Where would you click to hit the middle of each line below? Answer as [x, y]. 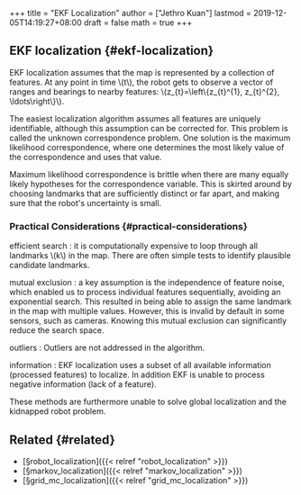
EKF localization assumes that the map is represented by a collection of [142, 72]
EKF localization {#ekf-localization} [112, 51]
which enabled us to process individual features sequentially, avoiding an [145, 292]
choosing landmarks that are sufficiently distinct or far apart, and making [145, 193]
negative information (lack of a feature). [83, 384]
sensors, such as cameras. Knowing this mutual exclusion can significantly [148, 321]
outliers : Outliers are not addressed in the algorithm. [107, 348]
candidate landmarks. [50, 265]
